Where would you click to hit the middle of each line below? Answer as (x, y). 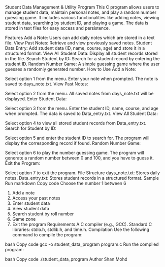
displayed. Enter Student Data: (36, 99)
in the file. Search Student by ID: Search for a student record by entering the (82, 58)
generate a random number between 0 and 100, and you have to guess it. (80, 158)
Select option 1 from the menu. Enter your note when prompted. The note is (82, 79)
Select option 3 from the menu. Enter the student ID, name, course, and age (82, 108)
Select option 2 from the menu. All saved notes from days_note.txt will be (80, 94)
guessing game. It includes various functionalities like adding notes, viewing (82, 18)
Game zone (24, 219)
